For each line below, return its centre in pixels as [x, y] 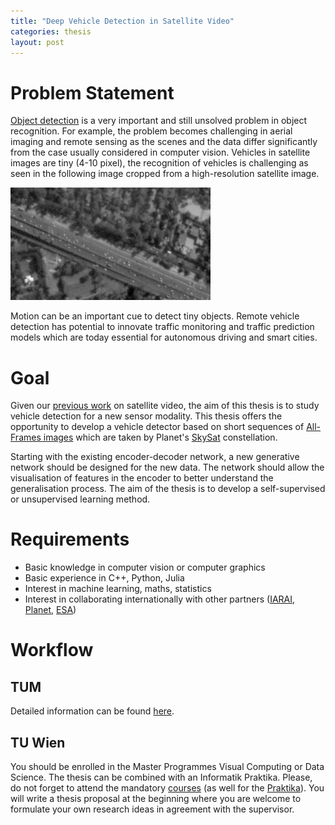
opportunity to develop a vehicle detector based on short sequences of [157, 427]
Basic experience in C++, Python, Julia [104, 578]
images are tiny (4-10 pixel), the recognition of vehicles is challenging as [159, 163]
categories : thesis [51, 31]
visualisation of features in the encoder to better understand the [142, 478]
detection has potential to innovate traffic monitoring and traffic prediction [162, 327]
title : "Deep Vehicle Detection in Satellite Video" [122, 21]
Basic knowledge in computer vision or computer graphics [145, 567]
